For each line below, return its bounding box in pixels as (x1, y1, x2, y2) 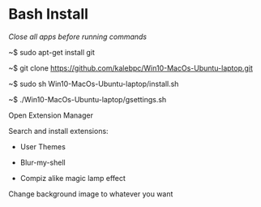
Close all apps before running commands (8, 32, 148, 41)
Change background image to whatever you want (8, 188, 173, 199)
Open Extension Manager (8, 110, 93, 120)
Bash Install (8, 5, 89, 24)
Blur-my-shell (19, 157, 66, 167)
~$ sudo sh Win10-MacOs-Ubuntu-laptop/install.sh (8, 79, 179, 88)
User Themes (19, 141, 66, 151)
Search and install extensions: (8, 126, 109, 136)
